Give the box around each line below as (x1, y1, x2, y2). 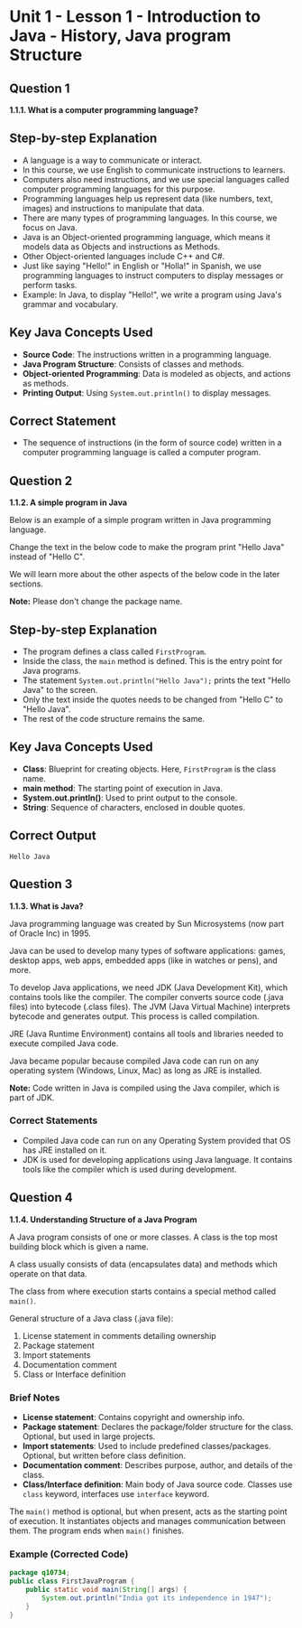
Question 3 (9, 876, 73, 892)
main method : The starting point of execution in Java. (22, 782, 224, 793)
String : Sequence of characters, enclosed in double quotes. (22, 801, 246, 812)
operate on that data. (9, 1268, 87, 1279)
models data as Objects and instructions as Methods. (22, 241, 221, 252)
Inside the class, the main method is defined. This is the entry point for (22, 656, 283, 667)
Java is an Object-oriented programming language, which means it (22, 231, 270, 242)
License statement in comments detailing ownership (22, 1330, 216, 1341)
